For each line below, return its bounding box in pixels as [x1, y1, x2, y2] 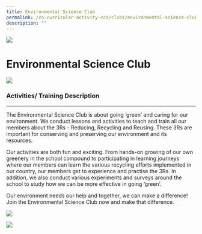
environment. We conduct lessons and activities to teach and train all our [6, 117, 187, 125]
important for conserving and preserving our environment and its [6, 130, 167, 137]
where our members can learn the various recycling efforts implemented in [6, 161, 192, 168]
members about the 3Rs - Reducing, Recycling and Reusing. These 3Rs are [6, 124, 192, 131]
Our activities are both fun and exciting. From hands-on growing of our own [6, 148, 194, 155]
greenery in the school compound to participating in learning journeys [6, 155, 180, 162]
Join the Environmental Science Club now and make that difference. [6, 198, 174, 205]
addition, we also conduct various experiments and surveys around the [6, 174, 182, 181]
